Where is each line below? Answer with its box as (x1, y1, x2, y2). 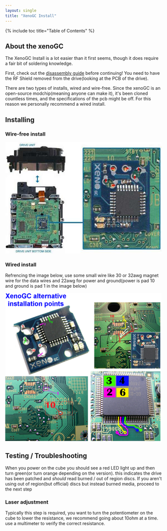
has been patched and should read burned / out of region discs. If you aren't (5, 475, 162, 481)
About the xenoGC (5, 42, 64, 50)
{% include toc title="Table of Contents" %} (5, 27, 95, 33)
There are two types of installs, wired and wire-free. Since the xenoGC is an (5, 85, 161, 91)
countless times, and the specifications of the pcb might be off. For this (5, 96, 151, 102)
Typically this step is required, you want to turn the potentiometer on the (5, 510, 153, 516)
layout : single (5, 8, 37, 13)
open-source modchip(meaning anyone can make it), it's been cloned (5, 90, 148, 97)
